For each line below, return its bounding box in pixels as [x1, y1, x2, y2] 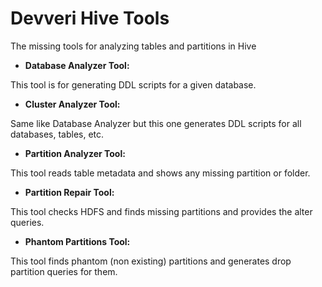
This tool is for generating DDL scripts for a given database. [10, 78, 257, 91]
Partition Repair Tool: [24, 186, 115, 198]
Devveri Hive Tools [10, 7, 170, 30]
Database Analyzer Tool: [24, 59, 130, 71]
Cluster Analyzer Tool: [24, 98, 121, 110]
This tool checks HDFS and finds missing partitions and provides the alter [10, 205, 313, 217]
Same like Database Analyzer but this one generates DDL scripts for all [10, 117, 302, 129]
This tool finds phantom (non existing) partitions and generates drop [10, 255, 292, 267]
